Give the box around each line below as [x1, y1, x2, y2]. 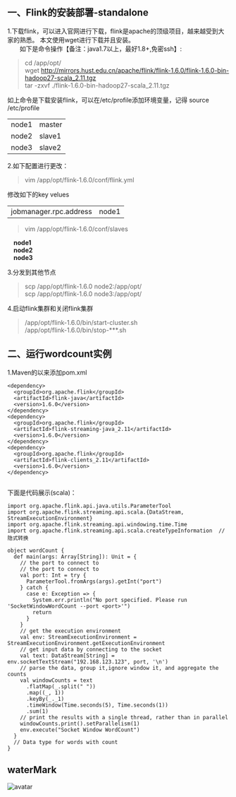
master [39, 119, 63, 129]
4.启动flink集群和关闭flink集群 [7, 304, 94, 312]
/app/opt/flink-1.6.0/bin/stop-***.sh [24, 326, 127, 334]
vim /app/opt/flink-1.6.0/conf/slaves [24, 225, 128, 233]
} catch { [20, 584, 49, 591]
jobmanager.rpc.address [11, 206, 93, 216]
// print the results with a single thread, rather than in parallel [20, 714, 229, 721]
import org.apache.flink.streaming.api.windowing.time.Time [7, 521, 188, 528]
